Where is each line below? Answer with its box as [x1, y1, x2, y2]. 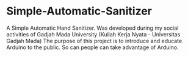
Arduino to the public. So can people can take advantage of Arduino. [6, 44, 179, 51]
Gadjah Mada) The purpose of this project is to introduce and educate [6, 37, 183, 44]
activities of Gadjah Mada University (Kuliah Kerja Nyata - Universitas [6, 30, 181, 38]
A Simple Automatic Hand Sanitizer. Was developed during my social [6, 24, 179, 32]
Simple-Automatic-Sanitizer [6, 4, 153, 18]
